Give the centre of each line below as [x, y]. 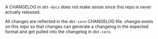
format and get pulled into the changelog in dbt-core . [59, 32]
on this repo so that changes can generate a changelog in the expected [77, 26]
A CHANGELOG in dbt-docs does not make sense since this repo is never [79, 7]
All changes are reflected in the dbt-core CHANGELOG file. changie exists [79, 21]
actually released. [23, 12]
